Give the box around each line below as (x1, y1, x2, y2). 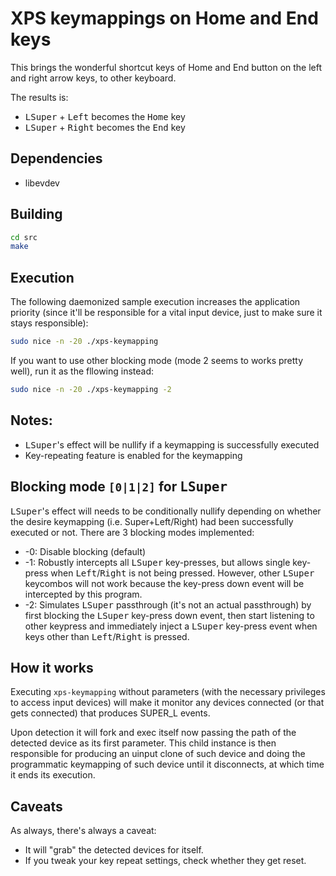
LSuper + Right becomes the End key (24, 121, 186, 133)
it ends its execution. (10, 769, 96, 781)
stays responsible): (10, 317, 89, 329)
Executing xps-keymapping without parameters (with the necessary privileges (10, 686, 326, 698)
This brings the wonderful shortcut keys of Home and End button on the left (10, 61, 323, 73)
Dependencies (10, 150, 103, 167)
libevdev (24, 177, 60, 189)
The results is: (10, 91, 69, 103)
